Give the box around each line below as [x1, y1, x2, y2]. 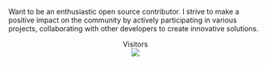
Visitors [123, 39, 148, 49]
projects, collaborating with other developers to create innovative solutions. [8, 24, 260, 33]
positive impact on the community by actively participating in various [8, 15, 238, 25]
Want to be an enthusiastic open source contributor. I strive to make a [8, 7, 239, 16]
